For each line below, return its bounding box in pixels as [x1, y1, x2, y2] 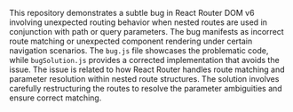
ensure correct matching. [9, 92, 102, 103]
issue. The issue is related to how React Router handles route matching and [9, 64, 286, 75]
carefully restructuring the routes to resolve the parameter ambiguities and [9, 84, 282, 93]
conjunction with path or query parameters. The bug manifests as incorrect [9, 27, 284, 36]
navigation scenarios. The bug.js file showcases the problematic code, [9, 45, 269, 56]
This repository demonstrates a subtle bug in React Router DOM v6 [9, 8, 255, 18]
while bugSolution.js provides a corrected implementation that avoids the [9, 55, 280, 65]
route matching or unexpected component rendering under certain [9, 36, 253, 46]
